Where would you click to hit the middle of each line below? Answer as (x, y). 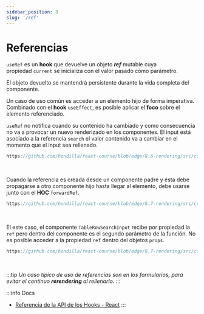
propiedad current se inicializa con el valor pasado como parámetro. (92, 71)
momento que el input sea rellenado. (52, 145)
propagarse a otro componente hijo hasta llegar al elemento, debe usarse (98, 186)
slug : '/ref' (23, 18)
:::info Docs (21, 293)
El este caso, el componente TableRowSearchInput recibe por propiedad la (98, 227)
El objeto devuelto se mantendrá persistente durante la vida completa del (98, 83)
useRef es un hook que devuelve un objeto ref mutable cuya (81, 65)
